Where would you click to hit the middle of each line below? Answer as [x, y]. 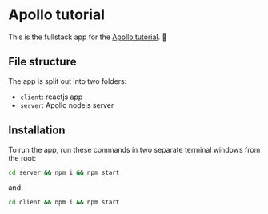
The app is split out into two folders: [68, 81]
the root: [22, 158]
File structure [42, 62]
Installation [37, 131]
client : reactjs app [51, 97]
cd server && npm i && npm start [64, 172]
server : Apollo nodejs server [67, 105]
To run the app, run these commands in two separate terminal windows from [134, 149]
